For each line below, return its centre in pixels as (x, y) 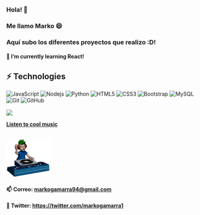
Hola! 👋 (17, 10)
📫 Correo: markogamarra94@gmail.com (59, 189)
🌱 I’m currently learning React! (45, 56)
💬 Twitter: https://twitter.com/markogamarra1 (65, 205)
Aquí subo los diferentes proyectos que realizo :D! (81, 42)
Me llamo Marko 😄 (34, 25)
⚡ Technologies (36, 76)
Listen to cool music (32, 124)
